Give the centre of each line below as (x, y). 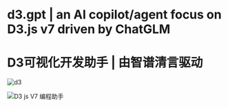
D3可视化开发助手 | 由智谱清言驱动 (105, 63)
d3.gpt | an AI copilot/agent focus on (114, 15)
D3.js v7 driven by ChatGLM (89, 29)
